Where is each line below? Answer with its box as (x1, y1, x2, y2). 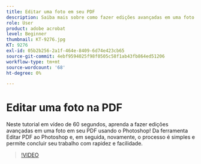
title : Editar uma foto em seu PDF (6, 8, 95, 15)
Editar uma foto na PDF (6, 101, 123, 114)
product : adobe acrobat (6, 25, 66, 32)
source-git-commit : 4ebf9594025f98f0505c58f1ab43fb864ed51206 (6, 53, 165, 59)
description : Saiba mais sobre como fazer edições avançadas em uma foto (6, 14, 195, 20)
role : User (6, 20, 34, 26)
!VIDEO (20, 151, 39, 159)
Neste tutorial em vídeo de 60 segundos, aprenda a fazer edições (6, 121, 169, 128)
